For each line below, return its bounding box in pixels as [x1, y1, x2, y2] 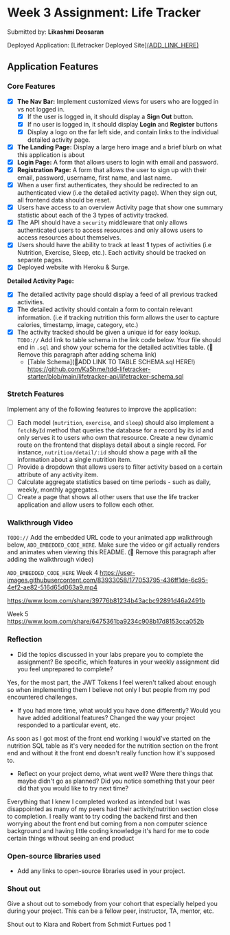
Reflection [7, 635, 43, 644]
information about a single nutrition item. [16, 455, 133, 463]
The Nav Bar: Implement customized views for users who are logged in [16, 97, 219, 105]
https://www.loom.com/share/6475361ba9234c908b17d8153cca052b [7, 618, 205, 626]
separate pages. [16, 256, 64, 264]
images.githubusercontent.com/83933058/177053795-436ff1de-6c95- [7, 576, 208, 585]
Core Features [7, 81, 56, 91]
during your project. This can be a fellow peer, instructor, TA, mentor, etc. [7, 907, 214, 915]
